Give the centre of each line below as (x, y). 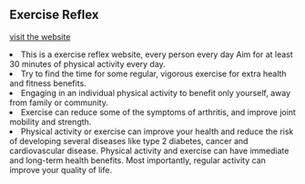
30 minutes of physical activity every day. (87, 63)
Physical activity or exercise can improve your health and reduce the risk (158, 131)
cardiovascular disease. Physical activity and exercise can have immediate (149, 150)
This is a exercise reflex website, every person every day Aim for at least (157, 54)
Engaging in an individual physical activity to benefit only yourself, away (156, 92)
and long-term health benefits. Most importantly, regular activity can (138, 160)
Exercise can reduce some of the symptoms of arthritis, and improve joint (158, 111)
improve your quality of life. (61, 169)
